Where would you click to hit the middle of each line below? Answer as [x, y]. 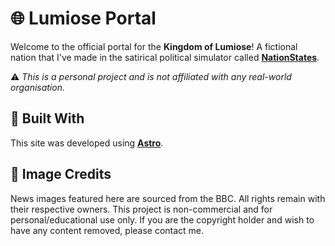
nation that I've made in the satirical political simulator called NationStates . [165, 57]
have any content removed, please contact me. [107, 230]
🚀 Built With [47, 118]
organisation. [37, 87]
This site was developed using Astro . [87, 143]
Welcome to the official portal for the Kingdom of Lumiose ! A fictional [154, 46]
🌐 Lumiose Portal [83, 18]
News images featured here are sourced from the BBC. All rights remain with [168, 198]
